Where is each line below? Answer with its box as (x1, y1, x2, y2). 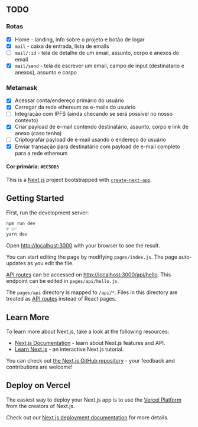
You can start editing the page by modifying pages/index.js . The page (6, 253, 178, 260)
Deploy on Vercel (6, 380, 71, 390)
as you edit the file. (27, 260, 74, 267)
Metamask (6, 83, 37, 92)
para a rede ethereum (14, 149, 68, 157)
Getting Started (6, 193, 64, 203)
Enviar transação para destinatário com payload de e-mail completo (14, 143, 180, 150)
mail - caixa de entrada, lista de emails (14, 43, 109, 50)
